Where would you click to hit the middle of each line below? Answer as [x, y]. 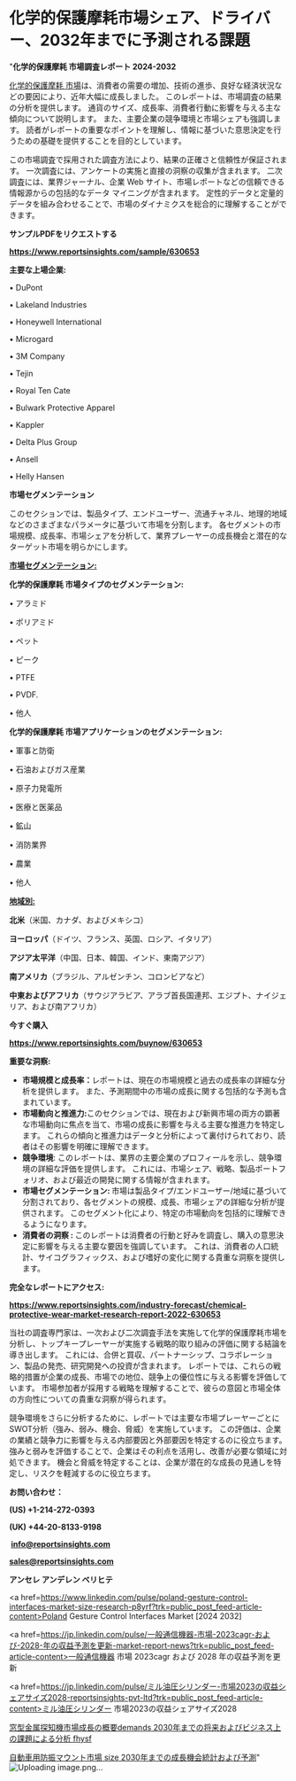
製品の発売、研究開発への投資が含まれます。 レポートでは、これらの [149, 1365]
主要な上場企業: [38, 269]
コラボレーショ [246, 1354]
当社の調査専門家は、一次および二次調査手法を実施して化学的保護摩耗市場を [148, 1332]
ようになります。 [61, 1224]
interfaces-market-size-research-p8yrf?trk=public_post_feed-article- [136, 1606]
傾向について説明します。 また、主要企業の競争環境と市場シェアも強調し [141, 118]
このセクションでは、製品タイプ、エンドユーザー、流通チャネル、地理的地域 [148, 513]
